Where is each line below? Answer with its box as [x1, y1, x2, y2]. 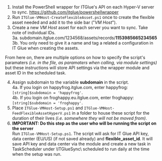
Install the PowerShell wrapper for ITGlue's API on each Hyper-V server [12, 4, 155, 10]
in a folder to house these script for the [72, 110, 150, 116]
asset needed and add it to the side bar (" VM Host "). [12, 19, 117, 25]
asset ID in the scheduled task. [5, 70, 67, 75]
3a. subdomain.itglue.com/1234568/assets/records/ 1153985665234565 [12, 35, 157, 41]
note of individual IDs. [12, 30, 56, 35]
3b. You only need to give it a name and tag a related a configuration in [12, 40, 154, 45]
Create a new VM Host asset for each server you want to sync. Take [12, 25, 148, 30]
